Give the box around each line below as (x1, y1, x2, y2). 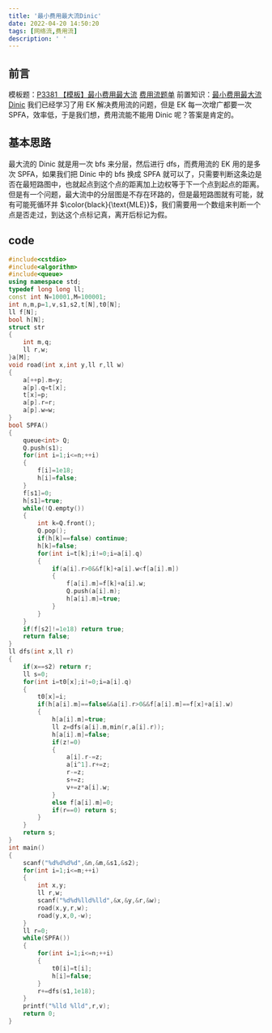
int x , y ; (37, 881, 67, 889)
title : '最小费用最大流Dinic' (8, 11, 102, 20)
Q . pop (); (37, 527, 67, 536)
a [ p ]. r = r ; (23, 398, 57, 407)
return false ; (23, 632, 70, 641)
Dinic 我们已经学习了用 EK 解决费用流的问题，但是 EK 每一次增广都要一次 (8, 100, 253, 110)
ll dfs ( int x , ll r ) (8, 648, 74, 656)
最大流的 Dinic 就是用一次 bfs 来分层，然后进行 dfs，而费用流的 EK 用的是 (8, 159, 254, 169)
